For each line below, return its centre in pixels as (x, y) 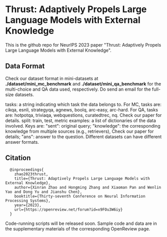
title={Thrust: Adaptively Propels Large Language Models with (82, 178)
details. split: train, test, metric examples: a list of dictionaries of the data (81, 121)
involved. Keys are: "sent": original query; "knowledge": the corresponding (83, 126)
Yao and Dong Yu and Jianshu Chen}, (44, 192)
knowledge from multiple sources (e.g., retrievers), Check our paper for (79, 131)
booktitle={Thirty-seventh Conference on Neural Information (80, 196)
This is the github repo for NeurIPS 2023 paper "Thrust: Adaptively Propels (83, 45)
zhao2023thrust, (32, 174)
